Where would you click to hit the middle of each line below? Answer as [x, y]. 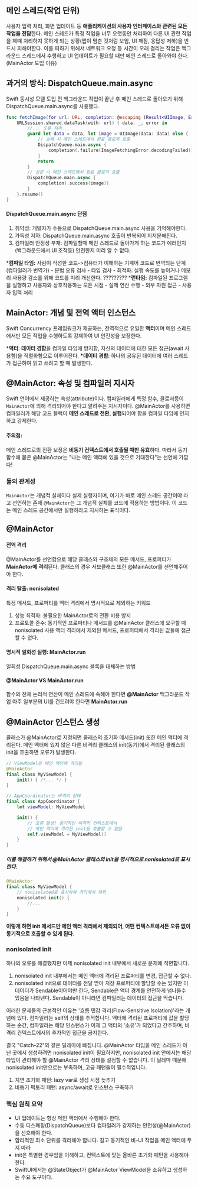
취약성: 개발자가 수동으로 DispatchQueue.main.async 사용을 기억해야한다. [101, 228]
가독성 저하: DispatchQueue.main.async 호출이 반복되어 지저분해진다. [96, 235]
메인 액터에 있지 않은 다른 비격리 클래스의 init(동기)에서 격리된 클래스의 [104, 744]
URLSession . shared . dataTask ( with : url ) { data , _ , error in [92, 123]
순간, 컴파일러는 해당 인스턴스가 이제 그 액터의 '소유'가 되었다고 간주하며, [100, 1025]
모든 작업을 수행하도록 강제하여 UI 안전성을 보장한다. [82, 335]
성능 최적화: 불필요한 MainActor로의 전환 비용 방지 [73, 615]
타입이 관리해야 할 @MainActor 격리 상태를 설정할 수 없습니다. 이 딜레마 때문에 [96, 1059]
